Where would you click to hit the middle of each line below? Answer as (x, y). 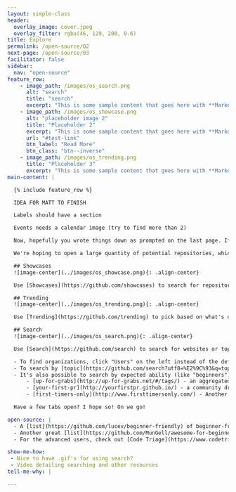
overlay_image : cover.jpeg (53, 27)
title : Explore (29, 40)
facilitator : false (36, 60)
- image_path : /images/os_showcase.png (78, 112)
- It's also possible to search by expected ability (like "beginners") (122, 375)
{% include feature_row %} (53, 190)
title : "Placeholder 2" (61, 125)
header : (19, 20)
